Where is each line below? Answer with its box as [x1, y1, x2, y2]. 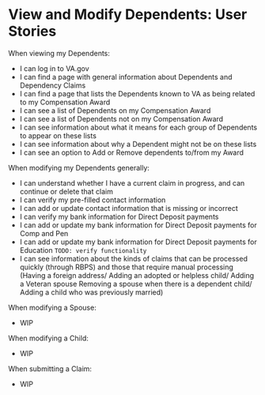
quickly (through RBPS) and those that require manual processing [19, 262, 233, 272]
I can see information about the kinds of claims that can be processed [19, 254, 248, 263]
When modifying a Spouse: [8, 303, 97, 312]
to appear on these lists [19, 130, 97, 140]
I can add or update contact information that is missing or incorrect [19, 203, 239, 213]
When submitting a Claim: [8, 363, 93, 373]
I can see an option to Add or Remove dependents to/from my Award [19, 148, 244, 157]
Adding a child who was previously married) [19, 287, 164, 297]
